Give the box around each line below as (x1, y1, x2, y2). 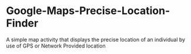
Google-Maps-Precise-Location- (6, 4, 170, 18)
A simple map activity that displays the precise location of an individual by (6, 36, 186, 43)
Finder (6, 16, 39, 30)
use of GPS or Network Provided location (6, 42, 106, 49)
